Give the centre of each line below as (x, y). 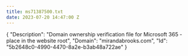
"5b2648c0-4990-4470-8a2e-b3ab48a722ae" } (67, 47)
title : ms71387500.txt (35, 12)
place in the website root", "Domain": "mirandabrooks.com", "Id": (87, 41)
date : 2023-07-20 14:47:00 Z (43, 17)
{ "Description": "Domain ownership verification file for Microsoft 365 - (94, 34)
